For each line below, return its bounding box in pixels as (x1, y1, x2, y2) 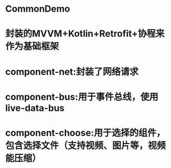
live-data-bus (5, 102, 65, 114)
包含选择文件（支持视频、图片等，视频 (5, 139, 166, 151)
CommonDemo (5, 3, 70, 15)
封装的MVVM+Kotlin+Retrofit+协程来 (5, 28, 165, 40)
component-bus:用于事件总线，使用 (5, 91, 159, 102)
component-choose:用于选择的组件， (5, 127, 165, 138)
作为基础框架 (5, 41, 60, 52)
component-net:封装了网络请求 (5, 66, 139, 77)
